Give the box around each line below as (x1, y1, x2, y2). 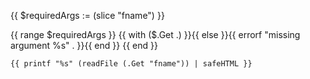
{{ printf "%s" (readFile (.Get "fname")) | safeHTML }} (10, 59, 253, 69)
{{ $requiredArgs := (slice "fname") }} (10, 10, 165, 21)
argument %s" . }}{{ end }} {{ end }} (10, 40, 158, 51)
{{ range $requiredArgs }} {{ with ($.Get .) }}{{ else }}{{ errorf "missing (10, 29, 301, 40)
